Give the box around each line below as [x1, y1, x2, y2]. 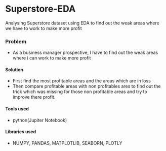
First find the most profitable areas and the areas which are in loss [12, 78, 151, 84]
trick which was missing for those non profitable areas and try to [12, 88, 148, 95]
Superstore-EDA [5, 3, 76, 15]
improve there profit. [12, 94, 56, 100]
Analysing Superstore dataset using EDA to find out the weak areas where [5, 20, 159, 26]
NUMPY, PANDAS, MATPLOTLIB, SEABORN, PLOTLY [12, 140, 122, 146]
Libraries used [5, 129, 36, 135]
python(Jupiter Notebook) [12, 117, 67, 123]
